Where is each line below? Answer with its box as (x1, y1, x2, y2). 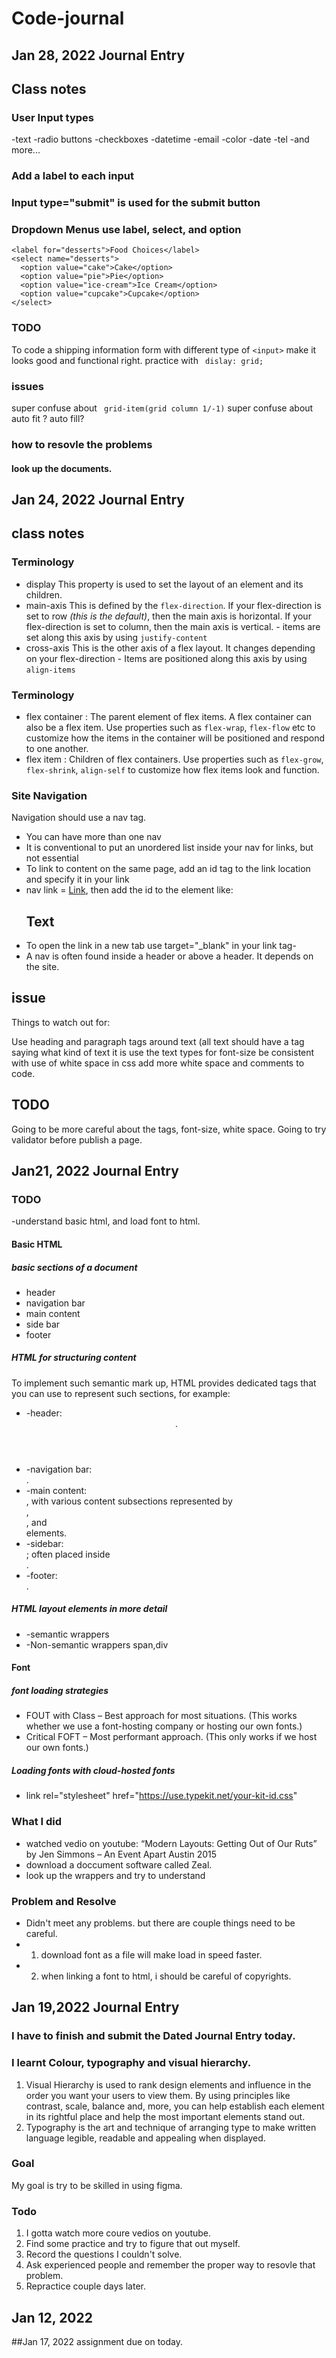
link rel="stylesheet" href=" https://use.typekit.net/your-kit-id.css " (25, 1790, 298, 1802)
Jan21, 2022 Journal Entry (11, 1163, 179, 1180)
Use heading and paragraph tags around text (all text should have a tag (11, 1035, 305, 1047)
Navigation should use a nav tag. (11, 812, 147, 824)
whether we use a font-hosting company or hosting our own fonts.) (25, 1720, 303, 1732)
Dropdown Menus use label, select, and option (11, 223, 242, 237)
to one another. (25, 742, 89, 754)
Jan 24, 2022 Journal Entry (11, 491, 185, 508)
